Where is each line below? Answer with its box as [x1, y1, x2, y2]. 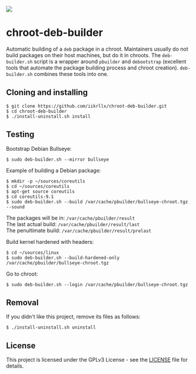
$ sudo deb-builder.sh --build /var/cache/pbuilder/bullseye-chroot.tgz [6, 198, 188, 205]
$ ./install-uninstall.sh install [6, 113, 91, 120]
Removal [6, 297, 39, 307]
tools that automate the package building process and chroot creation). [6, 64, 179, 71]
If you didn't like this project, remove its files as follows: [6, 313, 141, 320]
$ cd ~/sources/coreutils [6, 183, 69, 189]
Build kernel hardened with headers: [6, 238, 94, 245]
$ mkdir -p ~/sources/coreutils [6, 178, 85, 184]
